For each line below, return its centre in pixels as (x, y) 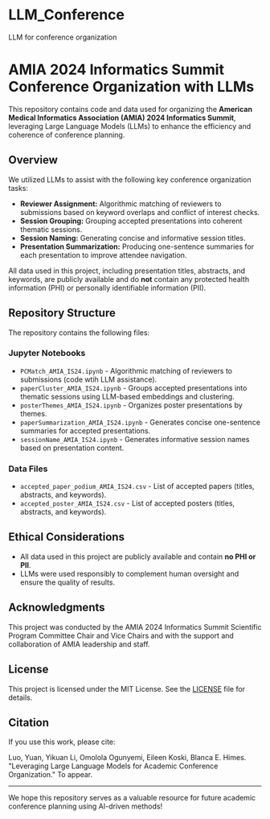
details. (20, 697)
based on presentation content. (72, 448)
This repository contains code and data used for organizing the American (131, 109)
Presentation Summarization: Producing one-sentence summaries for (137, 246)
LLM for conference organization (63, 37)
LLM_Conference (66, 15)
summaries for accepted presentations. (85, 430)
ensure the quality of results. (67, 582)
